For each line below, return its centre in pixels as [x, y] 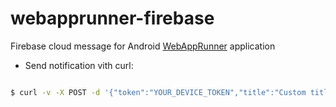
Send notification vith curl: [79, 65]
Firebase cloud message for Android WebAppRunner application [143, 46]
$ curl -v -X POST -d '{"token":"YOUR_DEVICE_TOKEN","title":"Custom [158, 92]
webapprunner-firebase [112, 18]
